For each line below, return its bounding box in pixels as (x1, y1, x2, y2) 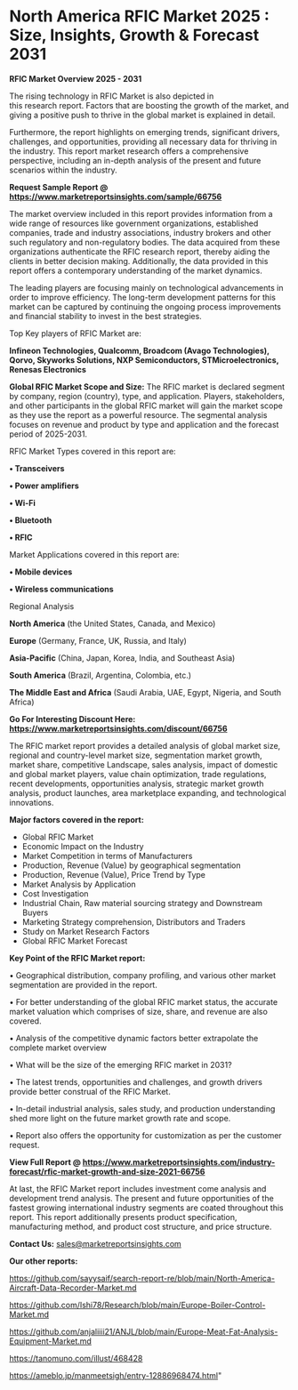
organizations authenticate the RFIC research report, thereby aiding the (9, 246, 270, 257)
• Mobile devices (9, 566, 73, 577)
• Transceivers (9, 462, 65, 473)
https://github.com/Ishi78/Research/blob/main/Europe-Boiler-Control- (9, 1299, 266, 1310)
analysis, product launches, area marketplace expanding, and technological (9, 787, 286, 798)
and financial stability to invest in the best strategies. (9, 310, 202, 321)
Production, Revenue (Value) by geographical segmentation (21, 860, 242, 871)
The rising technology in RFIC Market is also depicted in (9, 91, 214, 101)
